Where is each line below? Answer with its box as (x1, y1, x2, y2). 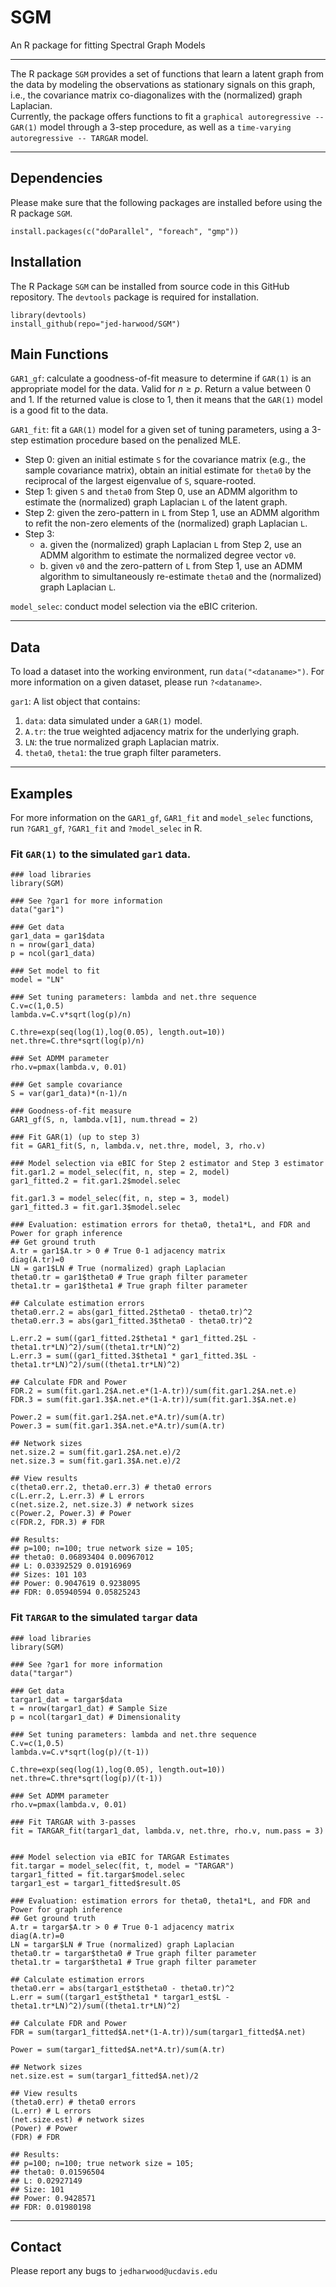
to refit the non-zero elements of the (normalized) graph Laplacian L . (24, 517, 308, 530)
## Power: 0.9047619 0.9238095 (10, 1579, 141, 1589)
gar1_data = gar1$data (10, 931, 105, 941)
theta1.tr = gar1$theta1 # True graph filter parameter (10, 1281, 248, 1291)
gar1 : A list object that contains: (10, 696, 141, 708)
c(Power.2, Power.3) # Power (10, 1509, 132, 1519)
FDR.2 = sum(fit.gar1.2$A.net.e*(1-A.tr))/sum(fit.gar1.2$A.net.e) (10, 1386, 298, 1396)
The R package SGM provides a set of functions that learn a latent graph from (10, 67, 325, 80)
